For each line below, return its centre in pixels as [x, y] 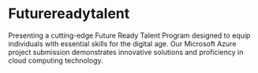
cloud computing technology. [56, 60]
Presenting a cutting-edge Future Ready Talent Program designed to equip [129, 35]
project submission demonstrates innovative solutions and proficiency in [126, 52]
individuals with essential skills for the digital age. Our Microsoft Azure [122, 43]
